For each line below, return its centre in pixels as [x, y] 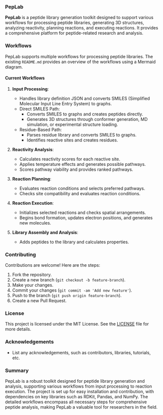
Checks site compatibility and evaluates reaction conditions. [80, 193]
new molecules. [35, 223]
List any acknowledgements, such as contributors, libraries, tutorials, [81, 352]
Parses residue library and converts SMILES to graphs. [81, 135]
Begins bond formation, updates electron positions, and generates [86, 218]
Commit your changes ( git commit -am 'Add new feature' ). [72, 290]
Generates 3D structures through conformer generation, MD [87, 119]
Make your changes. [33, 285]
